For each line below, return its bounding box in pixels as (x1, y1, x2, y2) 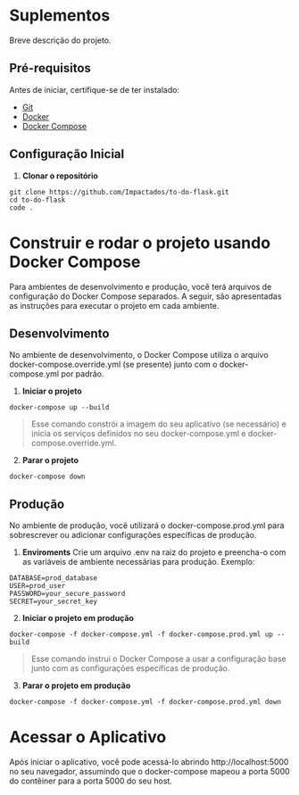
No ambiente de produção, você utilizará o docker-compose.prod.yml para (9, 520, 285, 531)
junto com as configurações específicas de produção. (30, 663, 230, 674)
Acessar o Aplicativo (9, 727, 167, 748)
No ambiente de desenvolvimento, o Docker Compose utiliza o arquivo (9, 350, 270, 360)
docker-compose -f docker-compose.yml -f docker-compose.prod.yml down (9, 698, 281, 707)
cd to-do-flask (9, 195, 66, 204)
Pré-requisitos (9, 61, 92, 76)
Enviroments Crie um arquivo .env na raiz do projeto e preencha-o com (21, 547, 287, 558)
